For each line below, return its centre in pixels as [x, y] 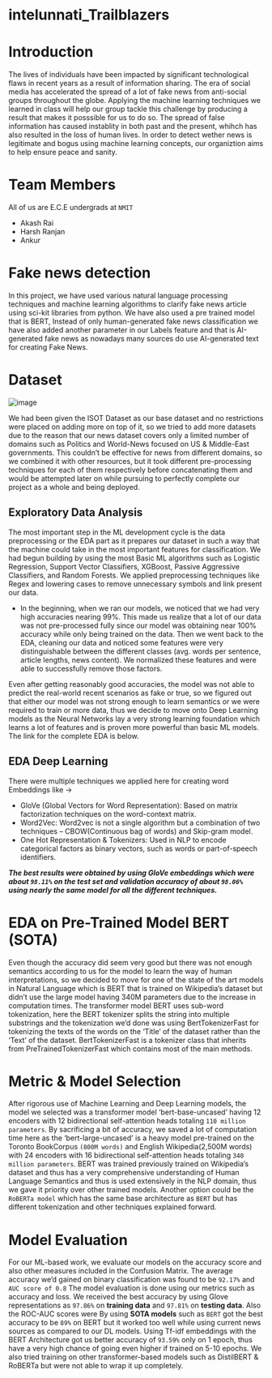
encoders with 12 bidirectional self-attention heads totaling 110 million [127, 1121]
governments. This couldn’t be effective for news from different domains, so [136, 453]
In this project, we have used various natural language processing [118, 295]
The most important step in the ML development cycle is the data [117, 532]
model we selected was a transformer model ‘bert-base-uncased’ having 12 [135, 1112]
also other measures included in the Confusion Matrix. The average [121, 1271]
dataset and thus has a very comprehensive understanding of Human [124, 1173]
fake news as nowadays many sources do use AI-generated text [151, 339]
